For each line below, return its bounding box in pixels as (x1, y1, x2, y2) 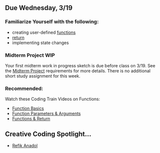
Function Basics (12, 106, 44, 111)
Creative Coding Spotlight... (5, 130, 92, 138)
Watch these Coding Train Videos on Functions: (5, 96, 100, 102)
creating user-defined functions (12, 29, 76, 35)
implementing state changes (12, 40, 69, 46)
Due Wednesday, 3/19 (5, 4, 73, 12)
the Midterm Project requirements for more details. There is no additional (5, 68, 151, 74)
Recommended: (5, 85, 44, 92)
